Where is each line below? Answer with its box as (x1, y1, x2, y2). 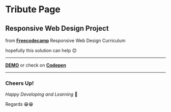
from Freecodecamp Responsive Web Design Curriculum (5, 37, 126, 43)
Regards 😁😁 (5, 101, 34, 107)
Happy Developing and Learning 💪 (5, 91, 78, 98)
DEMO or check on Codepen (5, 62, 66, 68)
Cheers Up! (5, 79, 34, 86)
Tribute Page (5, 4, 61, 15)
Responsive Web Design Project (5, 24, 109, 33)
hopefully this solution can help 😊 (5, 48, 77, 53)
